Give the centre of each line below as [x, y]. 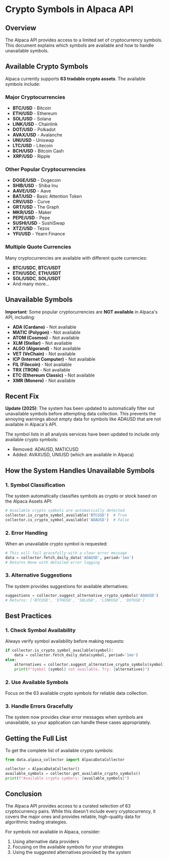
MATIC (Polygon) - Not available [47, 332]
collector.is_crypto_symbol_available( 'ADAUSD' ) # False [67, 520]
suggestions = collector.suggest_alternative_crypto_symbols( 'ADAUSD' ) [82, 595]
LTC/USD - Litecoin [32, 146]
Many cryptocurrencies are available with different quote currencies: [76, 258]
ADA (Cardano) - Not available [44, 327]
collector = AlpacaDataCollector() [43, 769]
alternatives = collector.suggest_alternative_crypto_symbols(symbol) [90, 664]
